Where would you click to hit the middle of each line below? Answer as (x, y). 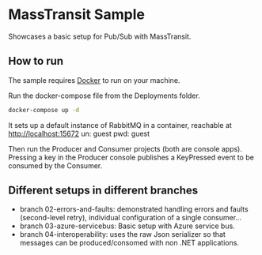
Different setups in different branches (103, 191)
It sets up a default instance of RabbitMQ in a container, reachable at (120, 125)
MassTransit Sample (76, 15)
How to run (36, 61)
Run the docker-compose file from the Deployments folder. (104, 96)
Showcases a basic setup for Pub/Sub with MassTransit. (100, 36)
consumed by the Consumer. (55, 165)
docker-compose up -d (44, 110)
